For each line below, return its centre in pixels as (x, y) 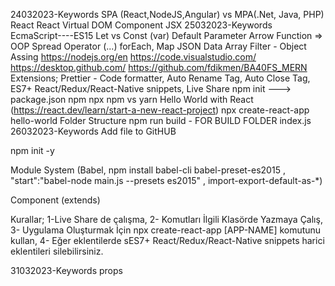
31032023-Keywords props (66, 270)
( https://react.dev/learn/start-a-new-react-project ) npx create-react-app (160, 110)
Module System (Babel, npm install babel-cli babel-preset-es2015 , (148, 170)
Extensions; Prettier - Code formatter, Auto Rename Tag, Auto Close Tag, (160, 78)
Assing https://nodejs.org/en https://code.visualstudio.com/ (133, 57)
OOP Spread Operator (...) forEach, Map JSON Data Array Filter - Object (158, 46)
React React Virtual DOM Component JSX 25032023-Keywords (141, 25)
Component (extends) (55, 200)
